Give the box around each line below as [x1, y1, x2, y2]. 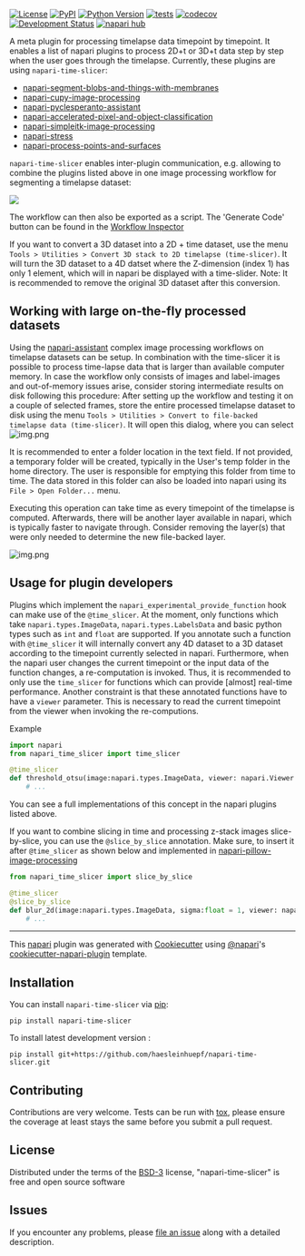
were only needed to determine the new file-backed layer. [9, 531, 226, 542]
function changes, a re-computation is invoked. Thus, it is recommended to [9, 667, 291, 678]
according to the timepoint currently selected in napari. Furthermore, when [9, 647, 289, 658]
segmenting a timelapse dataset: [9, 177, 132, 188]
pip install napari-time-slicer [9, 1016, 132, 1025]
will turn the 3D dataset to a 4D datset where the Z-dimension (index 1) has [9, 259, 290, 269]
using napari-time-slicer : [9, 64, 108, 75]
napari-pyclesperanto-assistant [22, 102, 141, 113]
